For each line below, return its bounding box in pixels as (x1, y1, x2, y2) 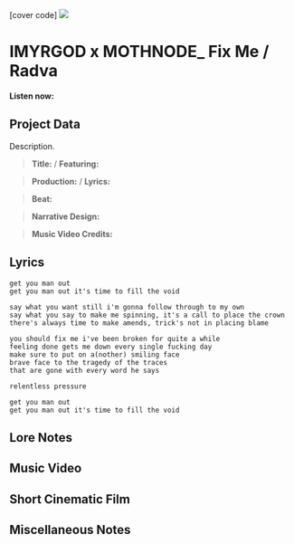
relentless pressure (9, 381, 88, 391)
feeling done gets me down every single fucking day (9, 342, 213, 351)
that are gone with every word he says (9, 366, 160, 375)
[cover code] (9, 10, 58, 20)
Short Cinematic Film (9, 492, 131, 507)
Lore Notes (9, 430, 72, 445)
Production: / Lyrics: (31, 176, 111, 186)
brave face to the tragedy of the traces (9, 358, 168, 367)
